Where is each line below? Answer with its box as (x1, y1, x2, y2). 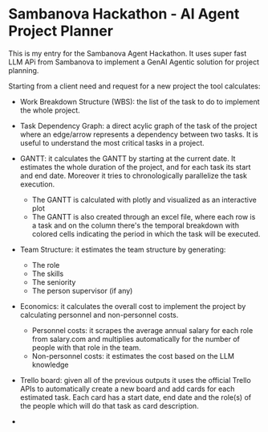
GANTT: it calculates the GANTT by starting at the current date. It (19, 154, 236, 163)
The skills (31, 269, 64, 278)
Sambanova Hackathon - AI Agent (8, 5, 240, 23)
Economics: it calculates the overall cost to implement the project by (19, 301, 246, 311)
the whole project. (19, 105, 80, 115)
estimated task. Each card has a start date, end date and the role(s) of (19, 392, 251, 402)
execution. (19, 179, 55, 189)
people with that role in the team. (31, 343, 142, 352)
